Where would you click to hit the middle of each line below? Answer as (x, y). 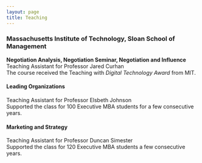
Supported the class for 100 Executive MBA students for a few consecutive (100, 106)
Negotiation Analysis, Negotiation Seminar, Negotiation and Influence (96, 60)
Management (26, 46)
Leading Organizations (36, 86)
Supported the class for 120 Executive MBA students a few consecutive (96, 147)
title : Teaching (27, 18)
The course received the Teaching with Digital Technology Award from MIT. (101, 72)
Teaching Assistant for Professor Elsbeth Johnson (69, 100)
